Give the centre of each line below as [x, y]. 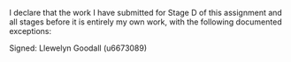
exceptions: [30, 31]
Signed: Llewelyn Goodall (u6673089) [78, 48]
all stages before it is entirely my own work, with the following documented [145, 22]
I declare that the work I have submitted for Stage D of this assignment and [146, 13]
